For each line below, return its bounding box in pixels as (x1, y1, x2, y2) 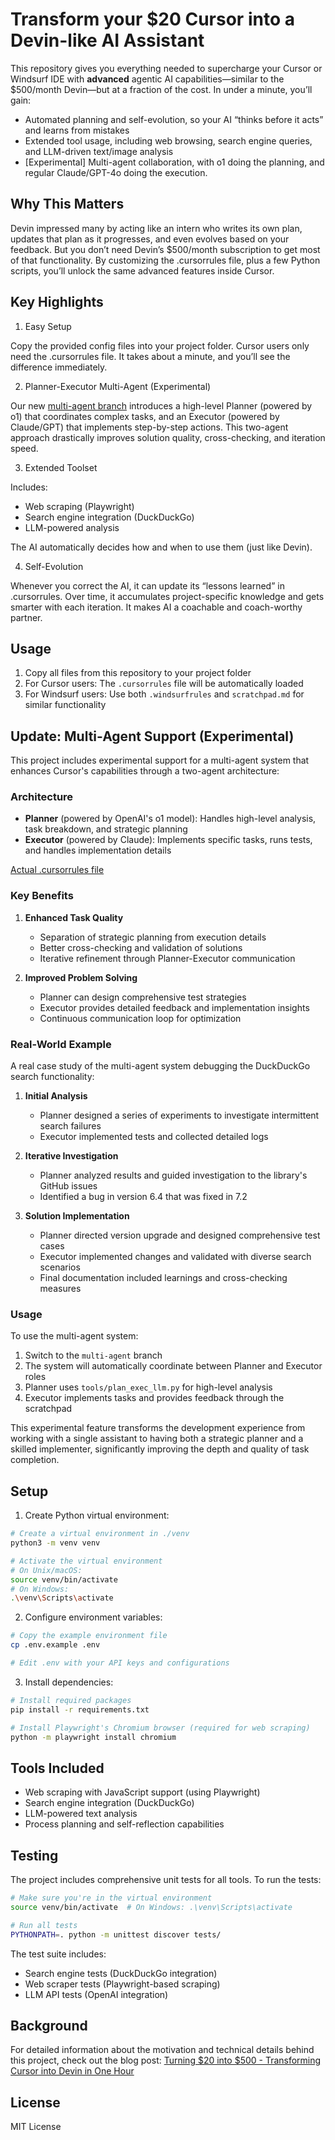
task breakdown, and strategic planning (24, 823, 188, 835)
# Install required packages (10, 1695, 132, 1705)
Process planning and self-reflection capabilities (24, 1818, 225, 1830)
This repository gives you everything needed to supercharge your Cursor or (10, 62, 323, 74)
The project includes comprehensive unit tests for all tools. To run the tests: (10, 1874, 322, 1886)
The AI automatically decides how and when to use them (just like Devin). (10, 541, 313, 553)
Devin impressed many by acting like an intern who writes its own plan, (10, 222, 303, 234)
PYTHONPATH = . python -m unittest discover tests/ (10, 1929, 222, 1940)
